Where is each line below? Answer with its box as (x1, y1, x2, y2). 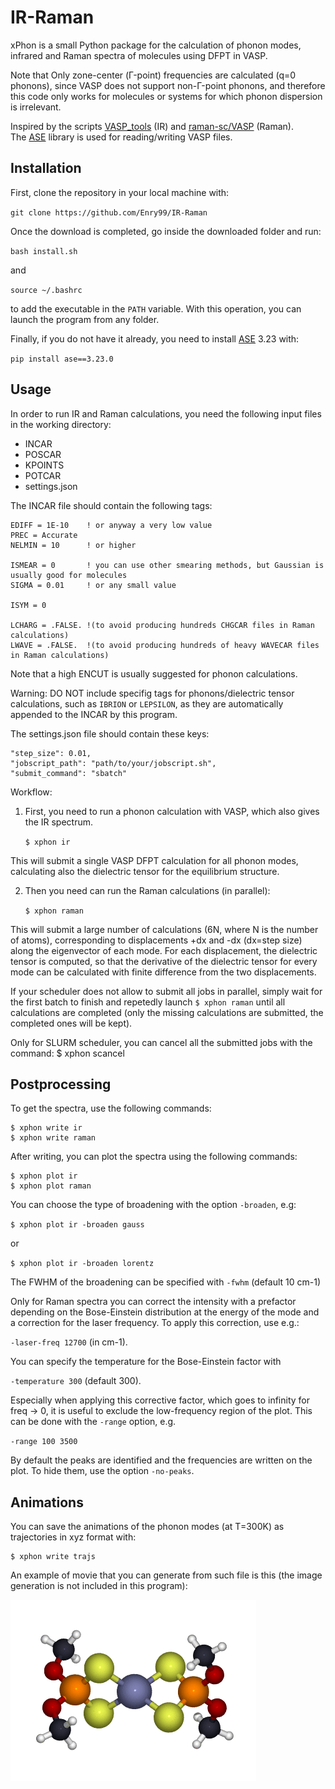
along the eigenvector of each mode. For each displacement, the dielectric (10, 944, 318, 956)
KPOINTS (24, 459, 65, 471)
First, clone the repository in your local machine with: (10, 186, 230, 198)
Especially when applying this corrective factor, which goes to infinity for (10, 1394, 310, 1406)
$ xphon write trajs (10, 1552, 97, 1562)
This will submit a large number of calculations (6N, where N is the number (10, 923, 319, 935)
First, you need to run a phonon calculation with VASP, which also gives (24, 805, 320, 817)
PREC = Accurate (10, 530, 78, 540)
